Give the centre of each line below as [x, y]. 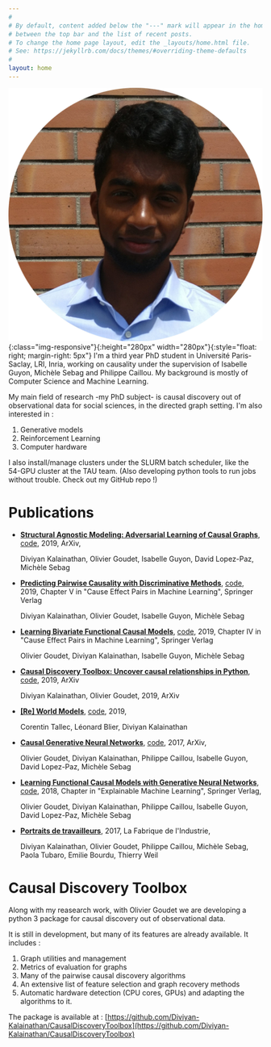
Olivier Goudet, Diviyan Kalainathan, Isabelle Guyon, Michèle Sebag [132, 656]
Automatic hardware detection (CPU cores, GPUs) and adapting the [132, 993]
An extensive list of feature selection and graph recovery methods [130, 984]
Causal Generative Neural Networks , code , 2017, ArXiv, [113, 743]
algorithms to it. [46, 1002]
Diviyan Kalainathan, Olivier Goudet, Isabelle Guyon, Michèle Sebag [132, 616]
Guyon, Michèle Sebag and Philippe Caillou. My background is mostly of [128, 373]
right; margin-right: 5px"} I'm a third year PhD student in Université [119, 356]
